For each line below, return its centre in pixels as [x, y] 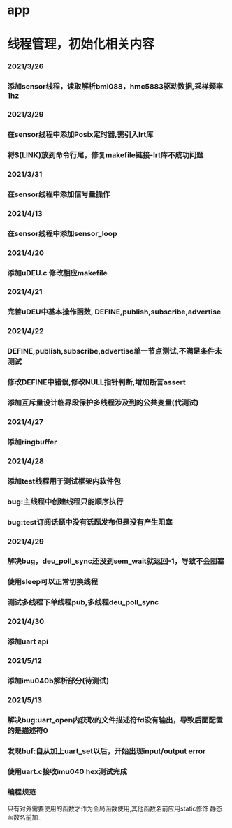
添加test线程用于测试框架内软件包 [64, 481]
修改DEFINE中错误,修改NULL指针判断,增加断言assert [97, 382]
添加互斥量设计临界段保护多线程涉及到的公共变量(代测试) [103, 402]
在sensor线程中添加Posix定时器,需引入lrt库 [80, 135]
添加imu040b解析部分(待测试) [58, 681]
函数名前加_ [24, 817]
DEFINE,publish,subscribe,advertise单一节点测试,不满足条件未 [115, 351]
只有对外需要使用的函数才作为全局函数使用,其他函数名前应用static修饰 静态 [115, 808]
